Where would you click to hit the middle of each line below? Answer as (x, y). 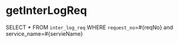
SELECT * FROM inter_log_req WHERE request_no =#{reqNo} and (89, 27)
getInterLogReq (46, 11)
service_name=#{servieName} (44, 33)
